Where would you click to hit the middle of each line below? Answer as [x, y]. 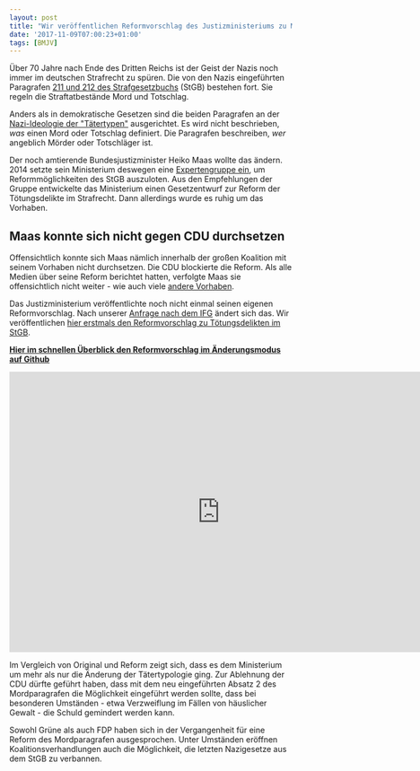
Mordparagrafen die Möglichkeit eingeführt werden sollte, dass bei [133, 694]
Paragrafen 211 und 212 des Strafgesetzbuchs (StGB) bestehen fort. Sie [141, 87]
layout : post [34, 18]
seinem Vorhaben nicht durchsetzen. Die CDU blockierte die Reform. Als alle [151, 267]
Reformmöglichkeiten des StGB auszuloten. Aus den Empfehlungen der [141, 180]
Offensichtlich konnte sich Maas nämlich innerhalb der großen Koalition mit [148, 258]
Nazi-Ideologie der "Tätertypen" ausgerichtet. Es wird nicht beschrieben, [144, 124]
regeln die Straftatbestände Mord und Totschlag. [99, 97]
